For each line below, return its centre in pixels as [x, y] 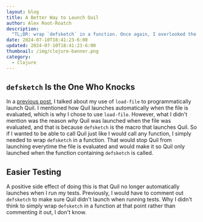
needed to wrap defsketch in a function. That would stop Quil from [89, 140]
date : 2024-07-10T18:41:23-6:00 [47, 40]
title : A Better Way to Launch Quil [52, 18]
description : [23, 29]
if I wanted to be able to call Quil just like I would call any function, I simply [99, 134]
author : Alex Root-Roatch [39, 23]
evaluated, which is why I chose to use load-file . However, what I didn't [97, 114]
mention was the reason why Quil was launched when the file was [89, 121]
